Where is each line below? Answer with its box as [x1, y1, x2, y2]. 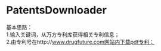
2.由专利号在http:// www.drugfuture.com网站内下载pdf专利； [6, 38, 155, 45]
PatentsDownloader [6, 4, 107, 17]
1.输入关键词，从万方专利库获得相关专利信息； [6, 30, 120, 38]
